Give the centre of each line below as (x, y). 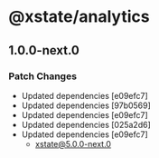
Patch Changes (43, 76)
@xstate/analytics (79, 17)
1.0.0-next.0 (44, 50)
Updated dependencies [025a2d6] (86, 124)
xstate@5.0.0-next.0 (73, 143)
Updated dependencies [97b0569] (86, 105)
